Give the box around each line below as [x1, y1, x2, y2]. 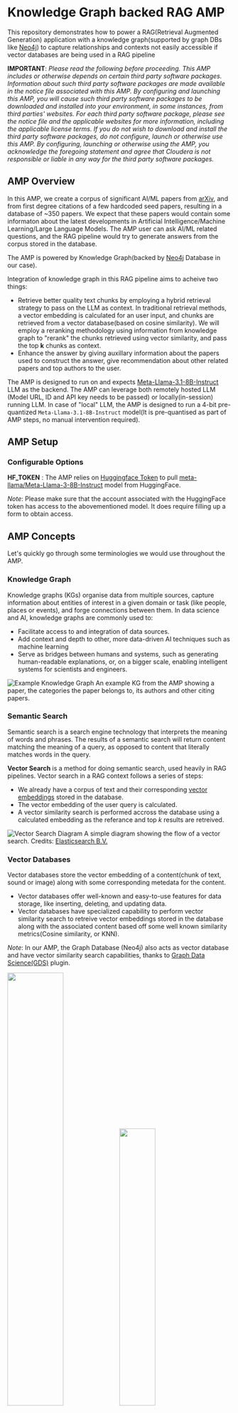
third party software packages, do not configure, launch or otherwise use [7, 132, 223, 141]
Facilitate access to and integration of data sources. [17, 627, 170, 636]
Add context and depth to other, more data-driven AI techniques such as [17, 634, 231, 643]
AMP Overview [7, 175, 75, 188]
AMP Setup [7, 436, 59, 448]
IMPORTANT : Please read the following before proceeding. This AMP [7, 64, 211, 72]
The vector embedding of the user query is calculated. [17, 800, 178, 808]
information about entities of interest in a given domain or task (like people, [7, 598, 227, 607]
